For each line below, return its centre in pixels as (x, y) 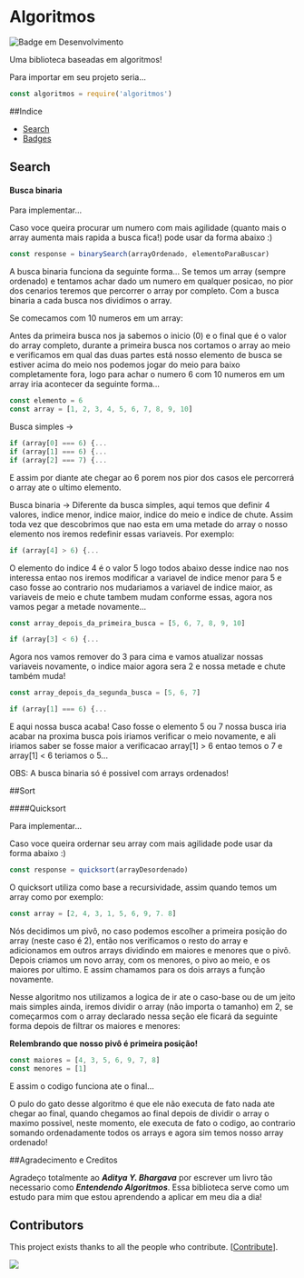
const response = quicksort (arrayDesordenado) (99, 870)
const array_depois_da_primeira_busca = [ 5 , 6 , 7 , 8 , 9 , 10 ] (127, 623)
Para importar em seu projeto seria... (78, 77)
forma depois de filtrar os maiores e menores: (95, 1025)
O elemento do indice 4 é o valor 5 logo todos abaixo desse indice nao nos (149, 568)
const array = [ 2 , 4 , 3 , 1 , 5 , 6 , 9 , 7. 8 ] (93, 914)
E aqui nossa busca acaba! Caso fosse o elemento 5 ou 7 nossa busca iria (148, 727)
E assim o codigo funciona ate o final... (82, 1086)
